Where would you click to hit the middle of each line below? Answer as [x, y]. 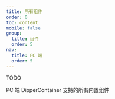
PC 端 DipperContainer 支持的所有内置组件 [58, 90]
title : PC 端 [27, 55]
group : [14, 34]
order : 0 [17, 17]
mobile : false [24, 28]
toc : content [22, 22]
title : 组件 [25, 39]
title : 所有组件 [24, 11]
